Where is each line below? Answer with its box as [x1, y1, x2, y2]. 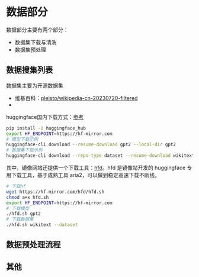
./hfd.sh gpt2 [6, 211, 41, 217]
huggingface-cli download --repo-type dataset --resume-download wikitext [6, 153, 195, 159]
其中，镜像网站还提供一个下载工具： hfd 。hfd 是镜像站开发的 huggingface [6, 164, 186, 171]
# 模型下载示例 [6, 136, 38, 142]
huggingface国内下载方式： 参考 [6, 113, 84, 120]
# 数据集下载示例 [6, 147, 43, 153]
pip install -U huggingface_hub [6, 125, 86, 131]
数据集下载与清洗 [14, 38, 57, 46]
